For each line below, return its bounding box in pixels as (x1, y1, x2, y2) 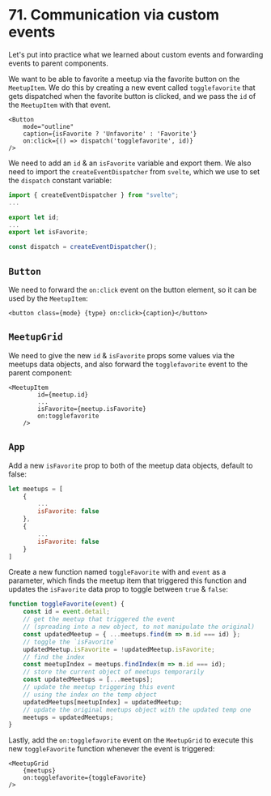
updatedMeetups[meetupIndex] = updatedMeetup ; (23, 698, 183, 706)
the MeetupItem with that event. (8, 100, 111, 109)
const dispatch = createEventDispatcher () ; (8, 243, 158, 251)
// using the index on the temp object (23, 691, 158, 699)
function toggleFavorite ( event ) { (8, 600, 125, 609)
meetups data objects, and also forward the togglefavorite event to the (8, 359, 248, 369)
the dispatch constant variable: (8, 175, 112, 185)
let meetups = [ (8, 485, 63, 493)
